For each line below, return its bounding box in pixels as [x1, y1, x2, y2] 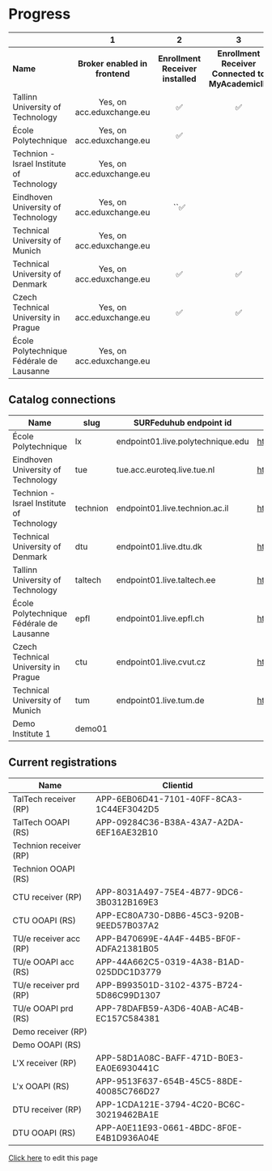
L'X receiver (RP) [12, 1057, 77, 1068]
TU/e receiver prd [12, 979, 79, 991]
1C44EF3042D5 [96, 803, 159, 814]
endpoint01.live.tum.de [116, 694, 205, 706]
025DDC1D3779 [96, 966, 162, 978]
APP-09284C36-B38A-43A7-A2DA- [96, 817, 244, 828]
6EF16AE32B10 [96, 826, 159, 838]
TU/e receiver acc [12, 932, 81, 944]
